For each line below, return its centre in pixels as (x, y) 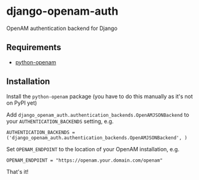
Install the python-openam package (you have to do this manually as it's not (99, 96)
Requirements (34, 47)
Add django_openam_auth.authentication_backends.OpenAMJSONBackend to (98, 114)
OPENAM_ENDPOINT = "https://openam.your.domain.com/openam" (85, 160)
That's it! (17, 171)
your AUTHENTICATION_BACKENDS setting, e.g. (60, 121)
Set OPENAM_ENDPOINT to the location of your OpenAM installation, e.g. (93, 149)
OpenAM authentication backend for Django (62, 28)
